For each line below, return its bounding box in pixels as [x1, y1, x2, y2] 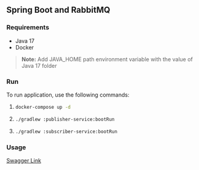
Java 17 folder [21, 62, 57, 69]
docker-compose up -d [15, 104, 71, 110]
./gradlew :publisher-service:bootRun [15, 116, 115, 122]
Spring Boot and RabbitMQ [6, 5, 111, 15]
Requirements [6, 23, 50, 32]
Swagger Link [6, 157, 42, 164]
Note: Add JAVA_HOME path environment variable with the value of [21, 55, 193, 63]
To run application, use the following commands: [6, 91, 130, 98]
